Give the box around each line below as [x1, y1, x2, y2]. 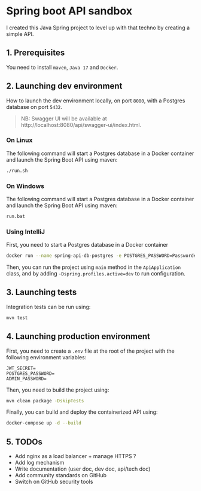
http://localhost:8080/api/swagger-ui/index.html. [20, 121, 142, 128]
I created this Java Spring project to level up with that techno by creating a [6, 24, 190, 31]
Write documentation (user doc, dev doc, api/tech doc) [14, 465, 151, 472]
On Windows [6, 181, 45, 190]
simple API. [6, 30, 34, 37]
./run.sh [6, 168, 28, 174]
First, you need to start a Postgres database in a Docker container [6, 241, 169, 248]
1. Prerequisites [6, 48, 65, 58]
